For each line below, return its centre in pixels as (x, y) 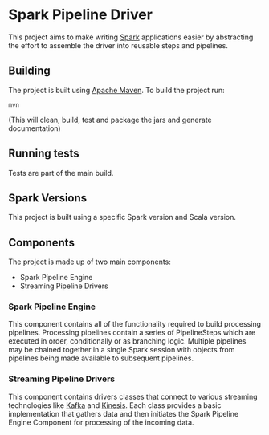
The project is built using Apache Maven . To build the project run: (116, 90)
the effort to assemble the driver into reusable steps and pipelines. (118, 45)
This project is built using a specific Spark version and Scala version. (122, 217)
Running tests (44, 154)
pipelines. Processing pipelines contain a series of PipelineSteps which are (132, 333)
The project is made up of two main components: (90, 262)
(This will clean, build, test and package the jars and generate (110, 120)
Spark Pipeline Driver (80, 15)
